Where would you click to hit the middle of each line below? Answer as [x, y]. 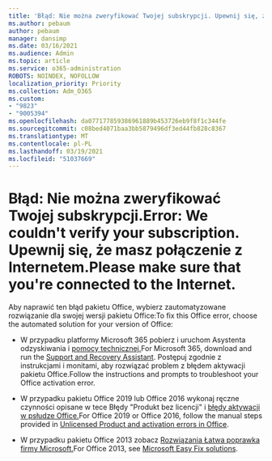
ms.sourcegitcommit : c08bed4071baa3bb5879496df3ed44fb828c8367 [117, 129]
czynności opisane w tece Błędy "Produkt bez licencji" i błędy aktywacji [140, 407]
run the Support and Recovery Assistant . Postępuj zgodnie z [121, 357]
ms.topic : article [39, 61]
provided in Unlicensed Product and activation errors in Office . [124, 425]
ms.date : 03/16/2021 [43, 46]
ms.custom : [27, 99]
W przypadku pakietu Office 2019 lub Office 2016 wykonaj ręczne [130, 399]
